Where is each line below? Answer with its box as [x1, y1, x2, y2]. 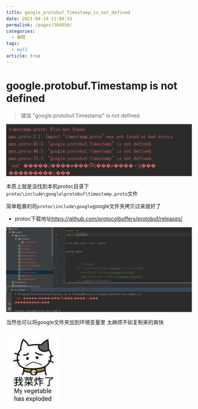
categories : [6, 28, 35, 34]
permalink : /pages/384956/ [6, 22, 72, 28]
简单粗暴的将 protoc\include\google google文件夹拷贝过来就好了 [6, 203, 161, 210]
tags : [6, 41, 19, 47]
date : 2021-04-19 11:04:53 [6, 15, 72, 22]
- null [11, 47, 28, 53]
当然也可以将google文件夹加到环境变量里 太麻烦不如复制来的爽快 [6, 318, 164, 325]
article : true [6, 53, 41, 59]
